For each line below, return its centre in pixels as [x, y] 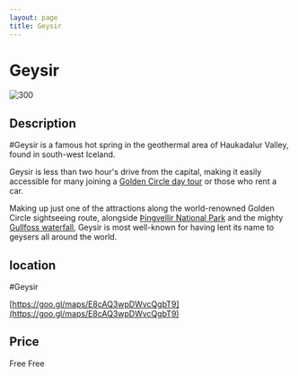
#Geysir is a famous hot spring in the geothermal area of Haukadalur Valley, [149, 145]
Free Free [27, 363]
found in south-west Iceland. [62, 154]
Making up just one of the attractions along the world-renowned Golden [142, 208]
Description [43, 123]
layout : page [34, 17]
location [33, 265]
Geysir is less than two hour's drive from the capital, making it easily [136, 172]
